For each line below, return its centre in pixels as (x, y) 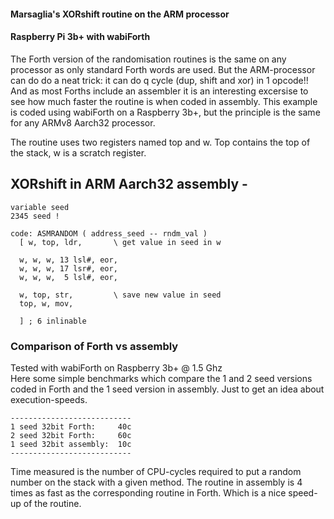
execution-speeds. (49, 399)
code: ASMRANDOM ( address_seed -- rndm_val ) (109, 233)
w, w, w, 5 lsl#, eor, (68, 277)
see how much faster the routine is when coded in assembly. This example (164, 101)
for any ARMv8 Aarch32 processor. (83, 122)
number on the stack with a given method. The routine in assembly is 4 (156, 482)
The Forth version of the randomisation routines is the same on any (148, 59)
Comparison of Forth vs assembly (94, 346)
